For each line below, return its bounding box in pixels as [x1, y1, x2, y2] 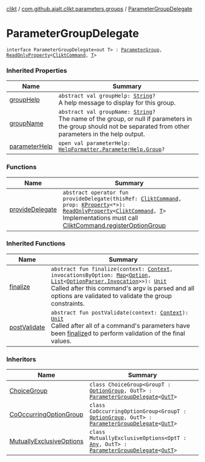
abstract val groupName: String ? [58, 108, 156, 116]
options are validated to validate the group [51, 291, 172, 300]
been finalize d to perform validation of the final [51, 329, 185, 337]
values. [51, 337, 72, 345]
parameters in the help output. [58, 130, 145, 138]
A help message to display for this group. [58, 99, 176, 107]
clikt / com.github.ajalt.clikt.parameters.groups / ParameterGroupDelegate [6, 6, 193, 12]
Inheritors [6, 355, 37, 363]
